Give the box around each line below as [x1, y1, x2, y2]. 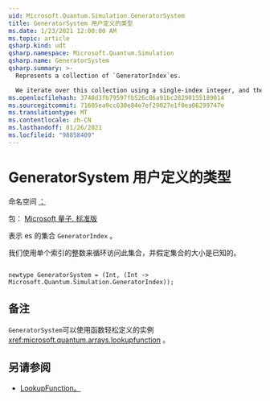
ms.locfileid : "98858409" [8, 131, 95, 139]
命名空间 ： [8, 196, 46, 206]
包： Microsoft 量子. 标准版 [8, 213, 98, 223]
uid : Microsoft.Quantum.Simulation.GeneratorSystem [8, 11, 185, 20]
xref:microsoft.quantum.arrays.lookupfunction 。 [8, 335, 170, 345]
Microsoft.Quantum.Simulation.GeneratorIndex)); [8, 278, 174, 286]
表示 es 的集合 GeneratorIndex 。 [8, 230, 117, 240]
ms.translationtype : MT [8, 109, 88, 117]
